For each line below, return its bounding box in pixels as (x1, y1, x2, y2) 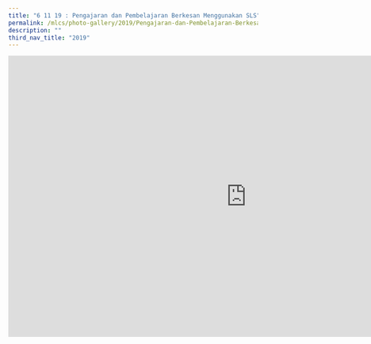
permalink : (8, 19, 44, 27)
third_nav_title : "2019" (8, 33, 90, 42)
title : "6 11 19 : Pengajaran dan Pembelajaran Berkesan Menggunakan (8, 11, 243, 20)
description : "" (8, 26, 62, 34)
